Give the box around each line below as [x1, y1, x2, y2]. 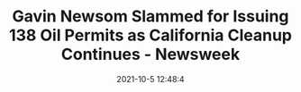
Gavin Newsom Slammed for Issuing [12, 6, 289, 27]
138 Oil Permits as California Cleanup [8, 25, 293, 46]
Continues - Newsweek [60, 45, 241, 64]
